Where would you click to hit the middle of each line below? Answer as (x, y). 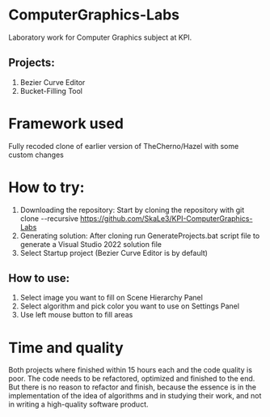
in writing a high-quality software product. (78, 404)
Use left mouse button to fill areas (76, 315)
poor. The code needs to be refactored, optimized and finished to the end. (132, 379)
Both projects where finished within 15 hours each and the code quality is (131, 370)
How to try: (46, 187)
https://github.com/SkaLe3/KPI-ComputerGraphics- (167, 218)
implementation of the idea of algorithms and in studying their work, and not (135, 396)
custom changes (36, 155)
